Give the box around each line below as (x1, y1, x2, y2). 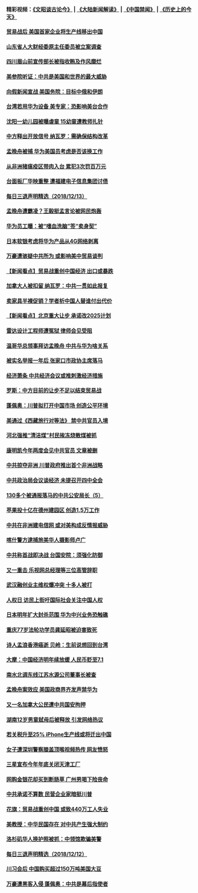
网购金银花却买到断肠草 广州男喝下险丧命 (6, 775, 109, 782)
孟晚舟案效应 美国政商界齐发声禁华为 (6, 686, 98, 693)
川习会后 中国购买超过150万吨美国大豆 (6, 865, 101, 872)
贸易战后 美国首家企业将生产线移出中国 (6, 28, 103, 36)
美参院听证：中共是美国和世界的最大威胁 (6, 73, 107, 80)
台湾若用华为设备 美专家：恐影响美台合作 (6, 103, 109, 110)
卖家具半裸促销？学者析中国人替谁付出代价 (6, 297, 112, 305)
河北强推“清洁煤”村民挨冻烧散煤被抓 (6, 432, 97, 439)
